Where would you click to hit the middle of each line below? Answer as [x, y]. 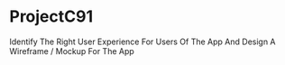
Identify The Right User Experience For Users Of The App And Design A [143, 42]
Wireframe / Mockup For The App [72, 51]
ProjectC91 [51, 17]
